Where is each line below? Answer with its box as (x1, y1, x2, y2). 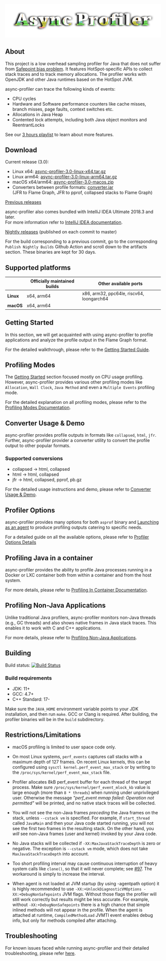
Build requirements (5, 675, 52, 681)
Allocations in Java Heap (12, 111, 63, 117)
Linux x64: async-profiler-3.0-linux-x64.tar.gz (12, 169, 106, 174)
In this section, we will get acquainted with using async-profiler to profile (5, 332, 153, 338)
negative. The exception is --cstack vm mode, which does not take (12, 846, 148, 851)
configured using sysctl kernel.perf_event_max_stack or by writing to (12, 764, 156, 770)
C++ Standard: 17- (12, 696, 50, 702)
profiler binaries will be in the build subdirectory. (5, 716, 105, 722)
